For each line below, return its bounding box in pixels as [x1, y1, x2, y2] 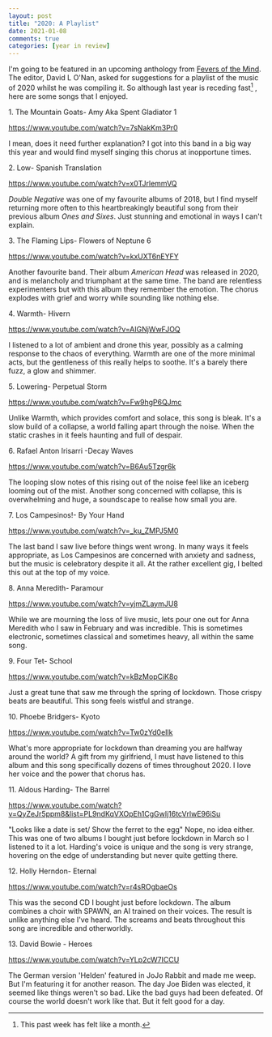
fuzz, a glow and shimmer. [8, 365, 97, 375]
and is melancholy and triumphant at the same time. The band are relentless [8, 275, 262, 285]
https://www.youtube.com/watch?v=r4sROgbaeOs [8, 881, 178, 891]
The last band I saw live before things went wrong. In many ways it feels [8, 541, 249, 551]
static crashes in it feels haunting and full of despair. [8, 430, 183, 440]
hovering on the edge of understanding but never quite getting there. [8, 850, 239, 860]
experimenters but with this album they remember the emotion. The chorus [8, 284, 259, 294]
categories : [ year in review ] [8, 42, 111, 50]
